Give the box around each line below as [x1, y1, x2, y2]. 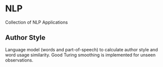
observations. [5, 57, 33, 63]
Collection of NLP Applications [5, 19, 68, 25]
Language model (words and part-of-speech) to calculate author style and [5, 46, 158, 52]
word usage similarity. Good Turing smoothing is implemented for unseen [5, 52, 156, 58]
